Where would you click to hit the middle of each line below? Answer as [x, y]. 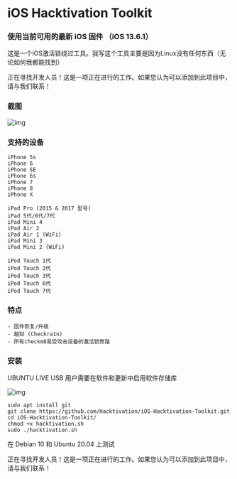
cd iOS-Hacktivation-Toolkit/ [52, 417]
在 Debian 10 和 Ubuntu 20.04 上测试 [61, 444]
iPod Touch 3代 [29, 276]
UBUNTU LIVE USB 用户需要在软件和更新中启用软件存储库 [92, 377]
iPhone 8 [20, 189]
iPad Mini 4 [25, 222]
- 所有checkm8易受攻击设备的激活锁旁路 [59, 342]
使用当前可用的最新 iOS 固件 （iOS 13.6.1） [80, 37]
